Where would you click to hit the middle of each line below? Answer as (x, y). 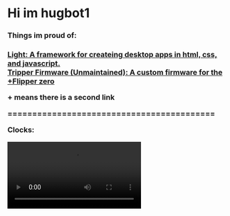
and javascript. (34, 63)
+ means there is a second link (61, 98)
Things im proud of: (42, 36)
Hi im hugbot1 (49, 13)
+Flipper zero (31, 81)
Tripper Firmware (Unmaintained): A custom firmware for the (115, 73)
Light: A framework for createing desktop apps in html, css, (113, 55)
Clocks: (21, 130)
